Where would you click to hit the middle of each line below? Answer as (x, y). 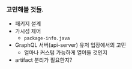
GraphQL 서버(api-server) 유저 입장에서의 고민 (70, 45)
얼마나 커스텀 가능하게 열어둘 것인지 (66, 53)
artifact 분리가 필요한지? (43, 60)
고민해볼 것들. (25, 9)
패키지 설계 (28, 24)
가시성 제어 (28, 31)
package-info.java (47, 38)
